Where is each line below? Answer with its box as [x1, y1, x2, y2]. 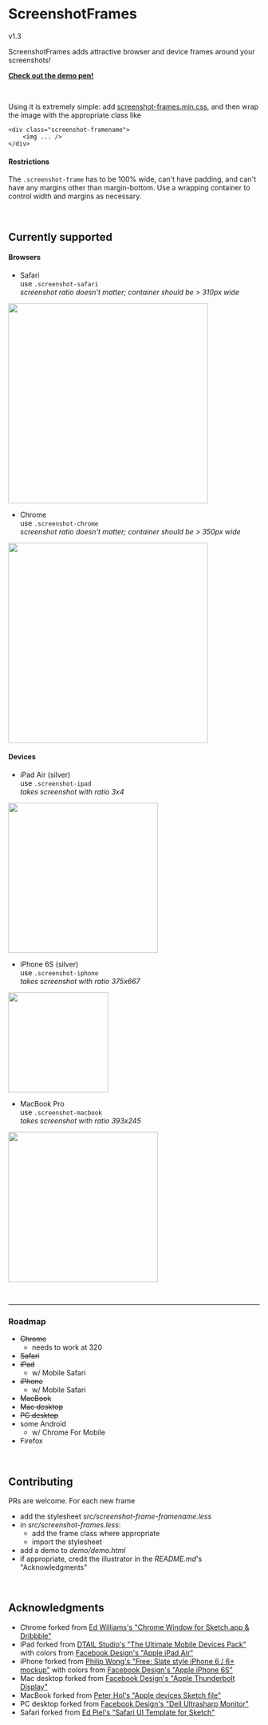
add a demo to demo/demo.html [19, 1546, 126, 1555]
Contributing [8, 1475, 73, 1488]
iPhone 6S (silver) [19, 959, 79, 969]
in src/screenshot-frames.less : [19, 1520, 121, 1530]
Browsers [8, 253, 41, 262]
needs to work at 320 [31, 1343, 102, 1352]
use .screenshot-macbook [19, 1107, 102, 1117]
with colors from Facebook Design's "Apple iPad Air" [19, 1647, 194, 1657]
